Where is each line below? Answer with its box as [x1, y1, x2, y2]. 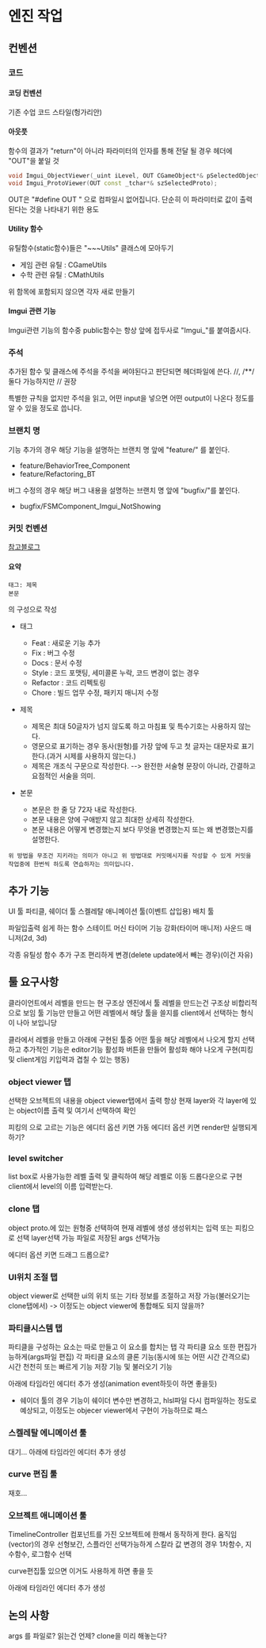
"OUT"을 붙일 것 [8, 155, 59, 165]
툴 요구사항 [8, 975, 59, 989]
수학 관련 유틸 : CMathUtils [19, 270, 104, 279]
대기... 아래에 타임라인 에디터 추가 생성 [8, 1447, 127, 1456]
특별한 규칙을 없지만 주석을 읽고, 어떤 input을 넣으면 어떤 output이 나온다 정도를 [8, 393, 255, 403]
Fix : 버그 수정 [31, 648, 75, 658]
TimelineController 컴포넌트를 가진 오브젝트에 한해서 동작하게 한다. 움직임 [8, 1530, 237, 1539]
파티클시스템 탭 [8, 1322, 63, 1333]
